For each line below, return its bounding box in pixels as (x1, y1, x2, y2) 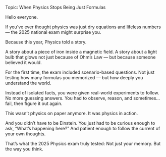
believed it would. (5, 60, 42, 65)
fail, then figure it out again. (5, 100, 63, 107)
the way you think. (5, 146, 44, 152)
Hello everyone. (5, 14, 38, 20)
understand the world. (5, 80, 51, 86)
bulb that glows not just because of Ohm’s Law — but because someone (5, 54, 156, 60)
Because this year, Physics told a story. (5, 39, 87, 45)
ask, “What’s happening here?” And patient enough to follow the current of (5, 126, 160, 131)
